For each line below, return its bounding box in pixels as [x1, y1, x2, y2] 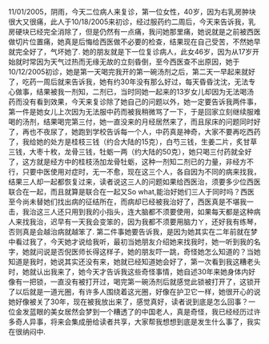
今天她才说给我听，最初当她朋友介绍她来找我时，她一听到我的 [50, 237, 254, 246]
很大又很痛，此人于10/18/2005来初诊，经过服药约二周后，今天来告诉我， [8, 17, 249, 26]
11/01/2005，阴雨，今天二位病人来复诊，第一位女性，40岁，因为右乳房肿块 [8, 7, 256, 16]
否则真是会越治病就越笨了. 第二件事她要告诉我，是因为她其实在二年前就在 [8, 227, 251, 236]
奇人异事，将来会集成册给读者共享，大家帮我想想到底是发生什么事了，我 [14, 317, 254, 326]
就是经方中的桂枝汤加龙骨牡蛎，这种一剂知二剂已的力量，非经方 [35, 157, 247, 166]
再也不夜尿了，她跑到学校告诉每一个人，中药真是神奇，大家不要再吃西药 [22, 127, 261, 136]
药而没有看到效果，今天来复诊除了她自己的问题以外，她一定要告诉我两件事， [8, 97, 261, 106]
